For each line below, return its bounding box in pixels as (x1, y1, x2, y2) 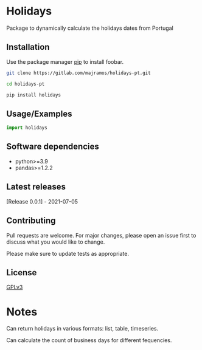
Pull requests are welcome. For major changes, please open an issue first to (6, 232, 197, 239)
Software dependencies (6, 142, 99, 152)
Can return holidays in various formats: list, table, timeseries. (6, 325, 159, 332)
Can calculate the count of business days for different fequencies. (6, 337, 172, 344)
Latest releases (6, 182, 66, 192)
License (6, 267, 37, 278)
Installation (6, 42, 50, 52)
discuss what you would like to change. (6, 238, 105, 245)
